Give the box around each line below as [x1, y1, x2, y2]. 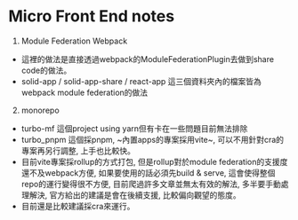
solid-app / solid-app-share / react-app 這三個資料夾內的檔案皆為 [20, 75, 262, 86]
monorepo [20, 105, 60, 115]
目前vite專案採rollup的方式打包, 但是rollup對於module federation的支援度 [20, 156, 288, 167]
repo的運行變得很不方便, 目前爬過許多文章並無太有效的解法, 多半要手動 [20, 178, 281, 189]
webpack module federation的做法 [20, 87, 149, 98]
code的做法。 [20, 65, 72, 75]
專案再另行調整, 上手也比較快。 [20, 145, 135, 156]
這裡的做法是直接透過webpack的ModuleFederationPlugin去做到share [20, 53, 275, 64]
